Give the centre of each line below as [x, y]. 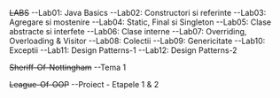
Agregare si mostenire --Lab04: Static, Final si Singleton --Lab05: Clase [140, 22]
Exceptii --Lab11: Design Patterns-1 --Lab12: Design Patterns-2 [123, 50]
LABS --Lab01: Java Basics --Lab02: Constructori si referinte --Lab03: [138, 13]
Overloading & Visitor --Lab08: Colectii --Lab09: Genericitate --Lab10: [137, 41]
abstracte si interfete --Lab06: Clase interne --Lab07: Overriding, [128, 31]
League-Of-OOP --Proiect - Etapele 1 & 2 [84, 84]
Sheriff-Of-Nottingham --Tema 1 [68, 67]
